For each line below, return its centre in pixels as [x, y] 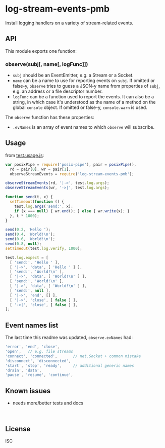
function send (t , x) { [29, 197]
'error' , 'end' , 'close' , [32, 347]
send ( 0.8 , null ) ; [23, 244]
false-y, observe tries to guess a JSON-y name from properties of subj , [86, 86]
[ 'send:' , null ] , [30, 290]
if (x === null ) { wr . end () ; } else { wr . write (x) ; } [72, 211]
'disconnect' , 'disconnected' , [38, 361]
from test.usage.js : [25, 155]
